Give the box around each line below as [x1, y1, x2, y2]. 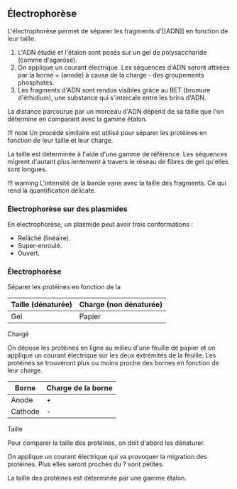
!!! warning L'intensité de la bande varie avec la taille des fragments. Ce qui [7, 178, 227, 187]
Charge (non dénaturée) [79, 300, 163, 310]
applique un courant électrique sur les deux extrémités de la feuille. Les [7, 351, 216, 360]
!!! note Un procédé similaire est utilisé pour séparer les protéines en [7, 128, 207, 136]
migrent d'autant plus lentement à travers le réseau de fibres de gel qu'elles [7, 157, 229, 166]
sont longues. [7, 165, 48, 173]
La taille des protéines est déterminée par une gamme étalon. [7, 474, 187, 483]
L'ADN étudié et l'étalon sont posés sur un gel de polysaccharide [17, 48, 207, 56]
